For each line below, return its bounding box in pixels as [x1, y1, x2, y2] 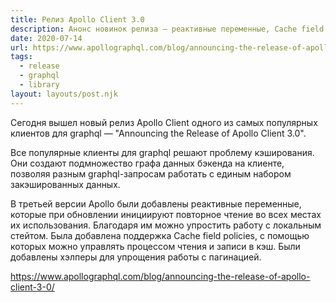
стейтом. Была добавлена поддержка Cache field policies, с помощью [10, 229, 310, 241]
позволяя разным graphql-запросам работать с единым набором [10, 167, 292, 180]
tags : [10, 52, 33, 62]
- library [19, 80, 60, 90]
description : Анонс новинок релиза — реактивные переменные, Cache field [10, 24, 325, 34]
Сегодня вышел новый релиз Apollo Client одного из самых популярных [10, 116, 318, 128]
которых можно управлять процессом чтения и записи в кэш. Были [10, 240, 301, 252]
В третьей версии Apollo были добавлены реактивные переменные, [10, 197, 302, 210]
